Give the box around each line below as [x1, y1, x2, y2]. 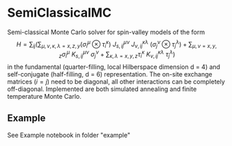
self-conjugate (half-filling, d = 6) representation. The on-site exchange [7, 70, 212, 78]
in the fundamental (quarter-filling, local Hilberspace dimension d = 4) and [7, 63, 221, 71]
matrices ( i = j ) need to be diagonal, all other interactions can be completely [7, 77, 225, 86]
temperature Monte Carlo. [7, 92, 82, 100]
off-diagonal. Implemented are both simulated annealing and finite [7, 85, 197, 93]
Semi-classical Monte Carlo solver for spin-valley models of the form [7, 28, 206, 36]
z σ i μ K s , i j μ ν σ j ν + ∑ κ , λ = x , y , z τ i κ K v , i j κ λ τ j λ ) [59, 49, 176, 60]
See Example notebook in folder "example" [7, 131, 131, 139]
